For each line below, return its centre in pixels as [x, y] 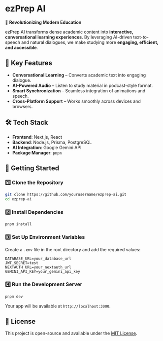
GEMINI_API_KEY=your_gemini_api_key [43, 272]
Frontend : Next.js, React [37, 137]
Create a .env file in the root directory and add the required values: [73, 250]
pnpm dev [14, 297]
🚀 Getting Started [32, 168]
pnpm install [18, 224]
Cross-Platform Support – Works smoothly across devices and [77, 101]
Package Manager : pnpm [37, 152]
